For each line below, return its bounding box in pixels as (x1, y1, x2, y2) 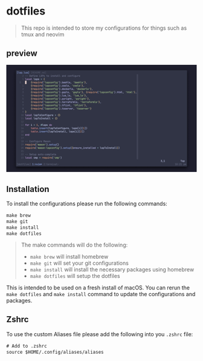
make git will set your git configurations (30, 259, 129, 267)
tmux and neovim (21, 30, 65, 38)
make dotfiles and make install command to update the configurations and (6, 291, 196, 298)
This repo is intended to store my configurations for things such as (21, 24, 187, 31)
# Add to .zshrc (6, 343, 47, 349)
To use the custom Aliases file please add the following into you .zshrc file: (6, 330, 193, 337)
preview (6, 48, 37, 59)
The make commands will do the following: (21, 241, 128, 249)
